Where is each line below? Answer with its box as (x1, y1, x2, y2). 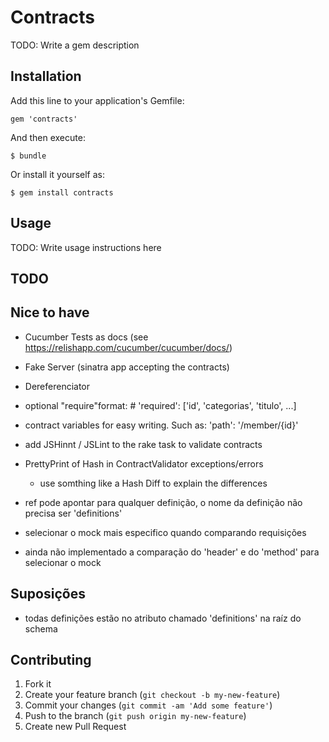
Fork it (24, 678, 52, 690)
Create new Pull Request (24, 721, 127, 733)
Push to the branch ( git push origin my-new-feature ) (24, 710, 247, 722)
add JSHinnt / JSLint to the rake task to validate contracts (24, 438, 263, 450)
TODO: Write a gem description (10, 39, 140, 51)
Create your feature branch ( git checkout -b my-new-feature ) (24, 689, 281, 701)
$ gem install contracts (10, 187, 114, 198)
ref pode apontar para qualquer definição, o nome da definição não (24, 496, 303, 508)
